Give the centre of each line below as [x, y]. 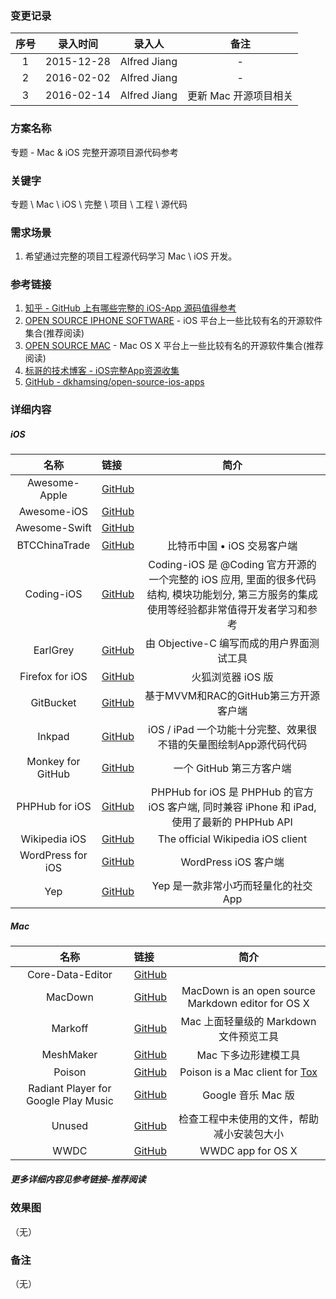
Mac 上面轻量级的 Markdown [248, 1022]
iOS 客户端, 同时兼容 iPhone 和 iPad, [232, 807]
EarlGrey [54, 650]
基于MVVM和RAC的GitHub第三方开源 [232, 696]
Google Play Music [69, 1101]
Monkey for [53, 762]
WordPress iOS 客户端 [232, 862]
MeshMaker [69, 1055]
